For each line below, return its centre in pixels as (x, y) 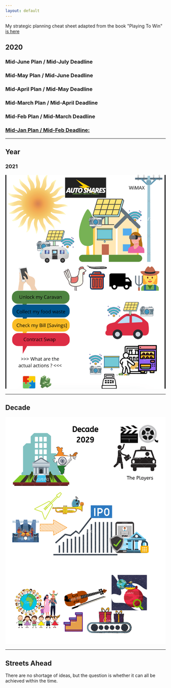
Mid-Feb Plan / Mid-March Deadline (50, 116)
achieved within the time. (32, 681)
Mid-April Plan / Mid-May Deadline (49, 89)
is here (12, 31)
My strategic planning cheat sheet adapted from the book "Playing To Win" (84, 26)
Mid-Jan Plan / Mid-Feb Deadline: (48, 130)
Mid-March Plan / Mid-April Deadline (52, 103)
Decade (18, 408)
